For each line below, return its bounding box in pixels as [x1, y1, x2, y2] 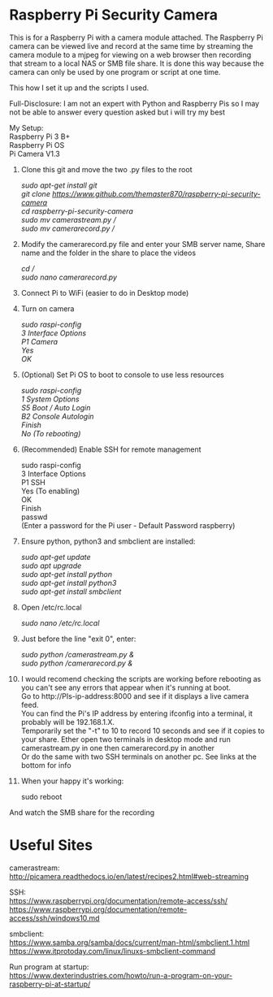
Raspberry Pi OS [9, 140, 65, 150]
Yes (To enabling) [20, 486, 80, 496]
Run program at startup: [9, 961, 89, 972]
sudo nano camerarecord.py [20, 272, 117, 282]
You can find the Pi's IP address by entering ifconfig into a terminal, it [20, 709, 253, 718]
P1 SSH [20, 477, 45, 487]
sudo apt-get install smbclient [20, 587, 122, 596]
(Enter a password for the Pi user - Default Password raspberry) [20, 520, 236, 530]
